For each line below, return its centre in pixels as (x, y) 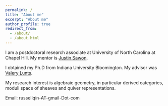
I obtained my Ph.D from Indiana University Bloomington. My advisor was (81, 67)
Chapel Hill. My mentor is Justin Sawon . (47, 58)
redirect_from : (21, 29)
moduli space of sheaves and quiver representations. (61, 88)
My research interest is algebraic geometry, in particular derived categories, (84, 83)
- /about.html (24, 38)
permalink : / (19, 10)
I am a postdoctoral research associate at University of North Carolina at (80, 52)
